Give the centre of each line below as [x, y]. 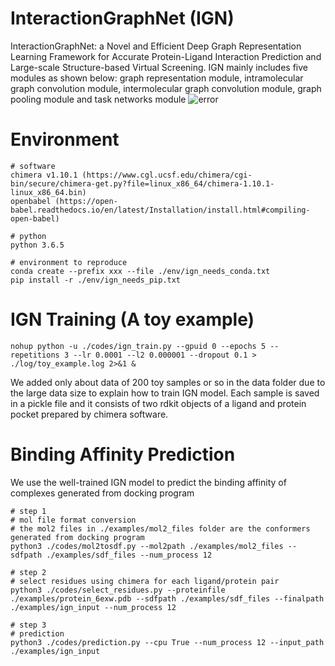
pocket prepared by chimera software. [89, 414]
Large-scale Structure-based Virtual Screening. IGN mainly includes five [159, 67]
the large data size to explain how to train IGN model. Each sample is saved [165, 393]
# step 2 [28, 572]
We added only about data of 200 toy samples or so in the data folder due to [168, 382]
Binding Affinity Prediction [123, 454]
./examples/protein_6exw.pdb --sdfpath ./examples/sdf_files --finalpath [167, 598]
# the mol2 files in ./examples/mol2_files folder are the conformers [160, 528]
